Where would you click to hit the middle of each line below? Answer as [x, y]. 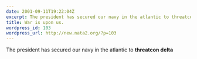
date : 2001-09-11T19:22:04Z [40, 11]
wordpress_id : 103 [28, 28]
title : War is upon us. [35, 22]
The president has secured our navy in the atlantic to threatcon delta [90, 50]
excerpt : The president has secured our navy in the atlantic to [87, 17]
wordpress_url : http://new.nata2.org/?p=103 [61, 33]
